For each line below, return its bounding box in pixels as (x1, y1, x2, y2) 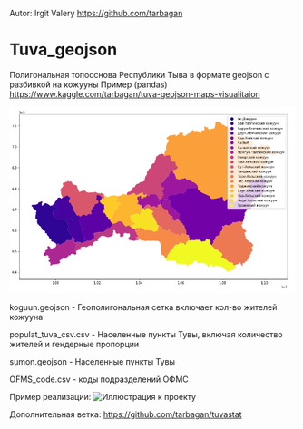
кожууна (9, 311, 44, 322)
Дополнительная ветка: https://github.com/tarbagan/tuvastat (9, 408, 242, 420)
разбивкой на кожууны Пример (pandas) (9, 79, 168, 90)
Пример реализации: (9, 391, 92, 402)
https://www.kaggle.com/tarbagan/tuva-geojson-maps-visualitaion (9, 88, 260, 99)
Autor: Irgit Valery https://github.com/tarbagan (9, 8, 183, 18)
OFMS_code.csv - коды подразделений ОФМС (9, 374, 189, 385)
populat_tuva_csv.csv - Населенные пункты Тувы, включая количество (9, 328, 283, 339)
